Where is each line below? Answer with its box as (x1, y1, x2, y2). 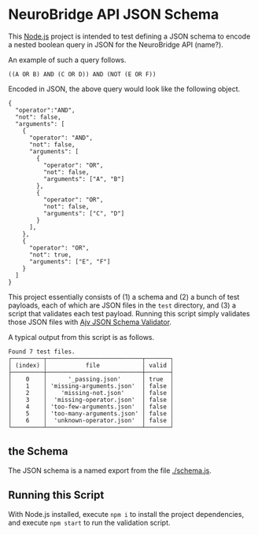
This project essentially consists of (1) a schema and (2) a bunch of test (8, 292, 240, 301)
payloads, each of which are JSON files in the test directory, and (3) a (8, 301, 237, 310)
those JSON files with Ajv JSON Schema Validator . (8, 317, 171, 327)
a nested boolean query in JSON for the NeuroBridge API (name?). (8, 39, 224, 49)
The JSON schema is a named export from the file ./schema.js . (8, 466, 212, 475)
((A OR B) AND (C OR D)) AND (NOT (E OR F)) (8, 70, 157, 78)
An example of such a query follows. (8, 55, 127, 65)
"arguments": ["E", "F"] (28, 257, 111, 265)
